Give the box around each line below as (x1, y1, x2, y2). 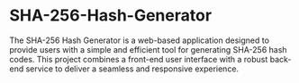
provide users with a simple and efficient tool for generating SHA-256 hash (9, 44, 287, 54)
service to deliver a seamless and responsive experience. (25, 63, 240, 74)
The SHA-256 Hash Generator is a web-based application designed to (9, 35, 270, 46)
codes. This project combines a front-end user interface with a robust (9, 54, 268, 64)
